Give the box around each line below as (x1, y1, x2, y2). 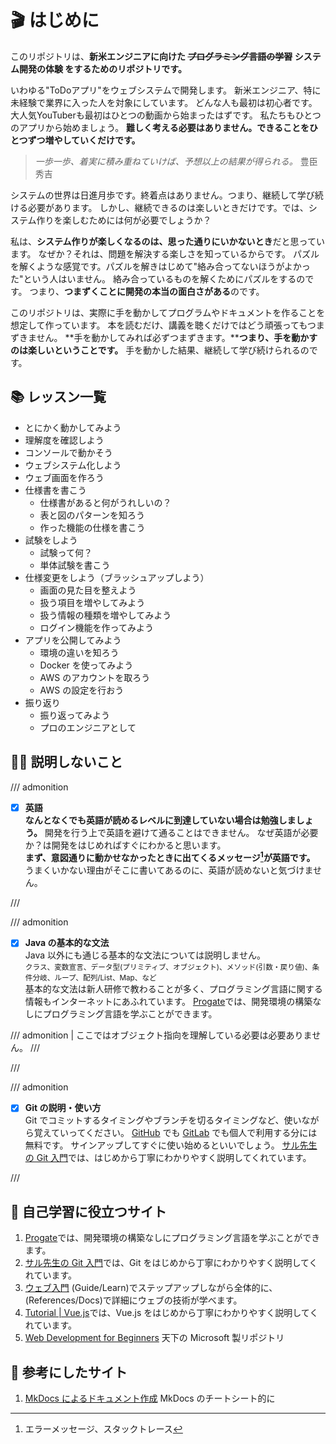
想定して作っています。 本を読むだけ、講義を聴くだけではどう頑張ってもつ (10, 319, 317, 331)
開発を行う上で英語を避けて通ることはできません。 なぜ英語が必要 (44, 826, 319, 838)
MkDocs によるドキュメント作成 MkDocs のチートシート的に (24, 1392, 276, 1405)
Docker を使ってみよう (39, 659, 134, 671)
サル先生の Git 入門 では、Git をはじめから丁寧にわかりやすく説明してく (24, 1257, 318, 1269)
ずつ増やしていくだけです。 (27, 134, 141, 146)
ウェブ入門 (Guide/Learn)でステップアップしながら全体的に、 (24, 1282, 278, 1294)
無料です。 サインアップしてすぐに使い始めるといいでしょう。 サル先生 (24, 1139, 318, 1151)
